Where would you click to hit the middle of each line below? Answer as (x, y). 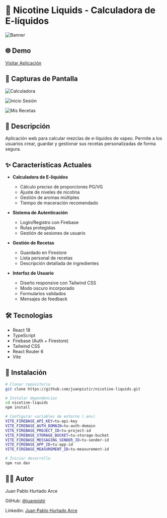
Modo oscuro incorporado (47, 288)
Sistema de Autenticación (40, 213)
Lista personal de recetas (46, 258)
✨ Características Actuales (49, 165)
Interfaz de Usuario (33, 273)
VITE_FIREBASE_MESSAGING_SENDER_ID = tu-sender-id (57, 440)
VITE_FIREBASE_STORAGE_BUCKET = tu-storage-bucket (57, 435)
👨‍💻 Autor (20, 479)
